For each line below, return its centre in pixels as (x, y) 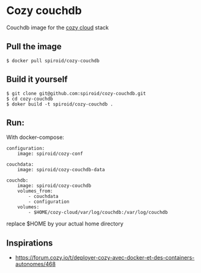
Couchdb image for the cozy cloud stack (57, 27)
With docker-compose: (35, 137)
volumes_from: (35, 191)
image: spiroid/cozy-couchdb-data (61, 170)
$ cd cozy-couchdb (30, 99)
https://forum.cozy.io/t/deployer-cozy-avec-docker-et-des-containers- (105, 258)
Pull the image (34, 47)
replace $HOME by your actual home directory (65, 224)
